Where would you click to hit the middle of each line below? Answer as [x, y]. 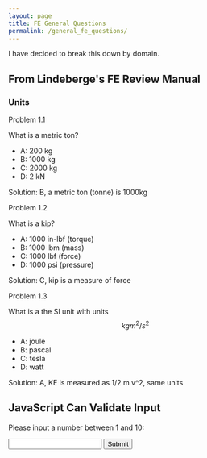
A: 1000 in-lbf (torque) [57, 239]
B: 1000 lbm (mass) [52, 248]
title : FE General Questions [57, 23]
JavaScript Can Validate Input [85, 408]
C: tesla [33, 358]
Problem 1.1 [27, 120]
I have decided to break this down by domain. [84, 54]
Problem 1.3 [28, 296]
